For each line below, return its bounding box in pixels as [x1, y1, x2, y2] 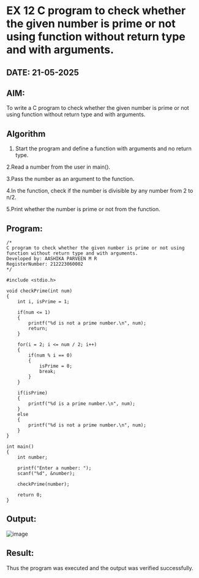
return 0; [17, 492, 43, 498]
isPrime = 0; [39, 363, 72, 369]
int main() [6, 444, 34, 450]
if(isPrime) [17, 390, 48, 396]
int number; [17, 455, 48, 461]
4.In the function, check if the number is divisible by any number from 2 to [6, 187, 193, 195]
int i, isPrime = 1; [17, 299, 70, 305]
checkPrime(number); [17, 481, 70, 488]
